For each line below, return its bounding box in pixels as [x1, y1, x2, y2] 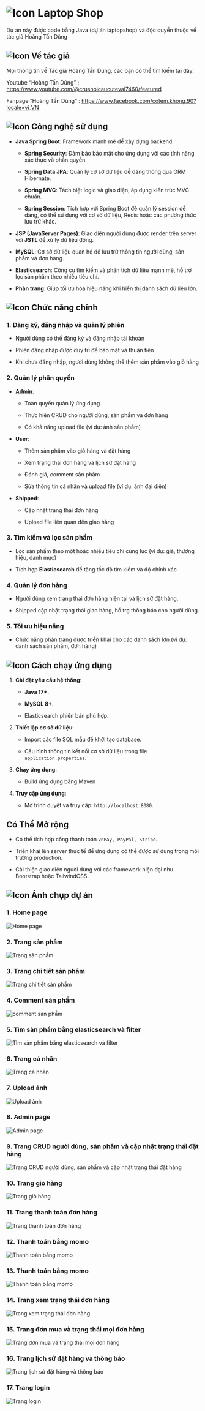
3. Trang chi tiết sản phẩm [6, 966, 86, 975]
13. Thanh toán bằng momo [6, 1266, 89, 1275]
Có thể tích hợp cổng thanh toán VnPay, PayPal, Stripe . [15, 836, 158, 843]
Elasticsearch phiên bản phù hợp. [24, 712, 109, 720]
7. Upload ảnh [6, 1084, 48, 1093]
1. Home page [6, 908, 48, 917]
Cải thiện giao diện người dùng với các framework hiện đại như [15, 866, 174, 873]
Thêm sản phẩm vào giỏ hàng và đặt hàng [24, 447, 131, 454]
